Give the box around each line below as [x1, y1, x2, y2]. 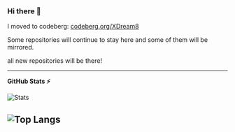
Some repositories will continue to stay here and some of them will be [7, 36, 208, 44]
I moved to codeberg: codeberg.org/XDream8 [7, 22, 139, 31]
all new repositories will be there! [7, 57, 103, 65]
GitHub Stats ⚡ [7, 77, 51, 86]
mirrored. [7, 43, 34, 52]
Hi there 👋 [7, 6, 42, 16]
